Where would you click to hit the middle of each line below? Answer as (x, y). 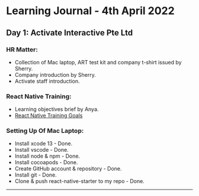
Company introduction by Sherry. (55, 74)
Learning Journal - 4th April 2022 (90, 11)
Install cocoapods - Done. (46, 162)
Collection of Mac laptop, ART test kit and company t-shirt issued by (98, 62)
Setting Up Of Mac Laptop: (45, 131)
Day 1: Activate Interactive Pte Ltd (70, 33)
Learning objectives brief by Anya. (57, 109)
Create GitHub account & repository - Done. (68, 169)
